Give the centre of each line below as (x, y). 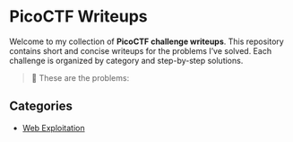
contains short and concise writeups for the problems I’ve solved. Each (140, 50)
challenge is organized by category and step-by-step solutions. (126, 60)
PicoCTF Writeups (78, 17)
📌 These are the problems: (80, 77)
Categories (41, 106)
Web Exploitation (53, 128)
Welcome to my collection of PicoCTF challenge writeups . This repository (146, 41)
